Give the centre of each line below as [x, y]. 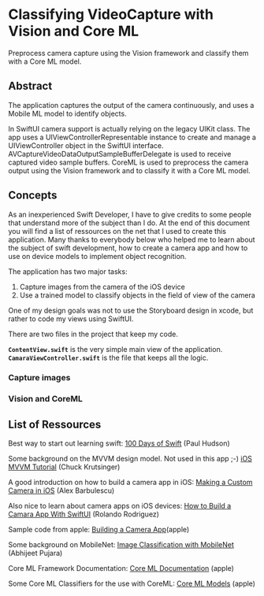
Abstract [30, 86]
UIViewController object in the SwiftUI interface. [86, 145]
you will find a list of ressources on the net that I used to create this [117, 231]
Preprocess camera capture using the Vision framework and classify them [128, 53]
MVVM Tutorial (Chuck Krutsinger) [64, 467]
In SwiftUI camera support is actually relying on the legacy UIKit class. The [129, 128]
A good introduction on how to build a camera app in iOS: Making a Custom [130, 483]
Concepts [33, 196]
